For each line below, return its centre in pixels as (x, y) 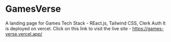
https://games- (148, 28)
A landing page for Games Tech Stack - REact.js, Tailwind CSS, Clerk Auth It (85, 23)
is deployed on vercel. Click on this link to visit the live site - (68, 28)
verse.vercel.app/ (24, 34)
